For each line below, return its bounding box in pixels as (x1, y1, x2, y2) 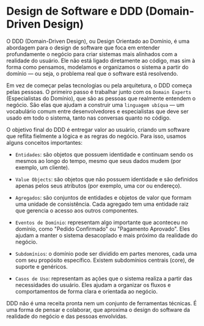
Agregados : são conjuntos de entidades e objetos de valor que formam (15, 194, 192, 201)
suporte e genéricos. (15, 263, 68, 270)
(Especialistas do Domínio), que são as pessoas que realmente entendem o (6, 95, 196, 102)
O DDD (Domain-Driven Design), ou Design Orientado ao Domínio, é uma (6, 37, 190, 45)
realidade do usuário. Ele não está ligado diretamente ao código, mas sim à (6, 57, 195, 64)
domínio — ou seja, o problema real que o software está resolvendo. (6, 70, 178, 77)
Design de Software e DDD (6, 4, 144, 18)
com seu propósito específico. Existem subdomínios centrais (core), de (15, 256, 195, 264)
